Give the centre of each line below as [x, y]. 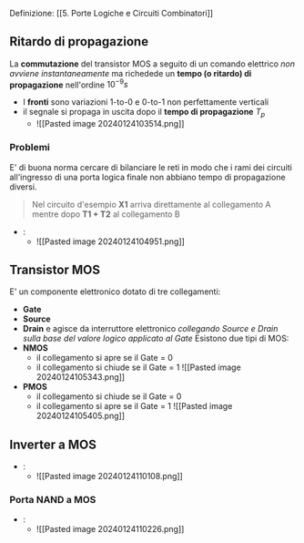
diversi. [23, 187]
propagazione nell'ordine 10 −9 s [69, 84]
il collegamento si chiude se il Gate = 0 [109, 396]
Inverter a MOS [53, 444]
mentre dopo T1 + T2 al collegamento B [106, 214]
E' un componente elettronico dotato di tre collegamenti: [115, 292]
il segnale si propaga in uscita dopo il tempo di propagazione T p [144, 113]
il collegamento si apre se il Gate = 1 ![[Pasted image [134, 406]
